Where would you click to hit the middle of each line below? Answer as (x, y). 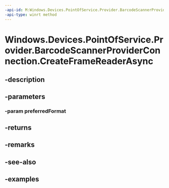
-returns (18, 128)
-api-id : (14, 10)
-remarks (20, 145)
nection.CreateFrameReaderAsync (79, 61)
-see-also (20, 162)
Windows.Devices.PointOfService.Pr (84, 40)
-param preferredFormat (36, 111)
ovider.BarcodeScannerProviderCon (83, 50)
